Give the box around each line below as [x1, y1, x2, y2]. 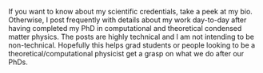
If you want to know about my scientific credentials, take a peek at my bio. [8, 7, 253, 16]
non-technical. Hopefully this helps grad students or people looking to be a [8, 40, 256, 50]
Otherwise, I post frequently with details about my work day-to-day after [8, 15, 247, 25]
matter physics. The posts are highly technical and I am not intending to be [8, 32, 254, 41]
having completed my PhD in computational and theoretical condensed [8, 24, 242, 33]
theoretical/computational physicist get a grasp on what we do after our [8, 49, 245, 58]
